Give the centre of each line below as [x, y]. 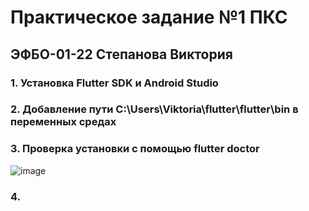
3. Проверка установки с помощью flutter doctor [135, 149]
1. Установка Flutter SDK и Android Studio [114, 83]
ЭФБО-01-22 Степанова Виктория [121, 54]
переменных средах [63, 122]
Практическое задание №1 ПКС [149, 17]
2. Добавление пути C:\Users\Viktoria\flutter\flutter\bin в [154, 109]
